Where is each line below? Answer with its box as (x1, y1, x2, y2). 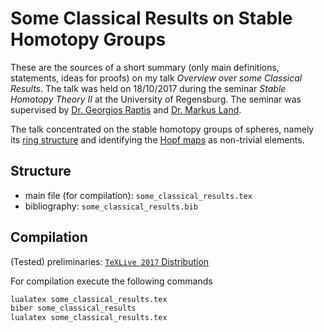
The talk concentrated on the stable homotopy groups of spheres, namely (10, 123, 315, 135)
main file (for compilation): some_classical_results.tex (24, 189, 253, 201)
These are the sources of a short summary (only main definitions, (10, 61, 280, 73)
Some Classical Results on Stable (10, 7, 293, 30)
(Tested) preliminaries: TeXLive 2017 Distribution (10, 255, 210, 267)
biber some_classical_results (10, 303, 137, 314)
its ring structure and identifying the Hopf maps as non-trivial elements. (10, 133, 305, 146)
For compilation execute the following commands (10, 275, 213, 287)
